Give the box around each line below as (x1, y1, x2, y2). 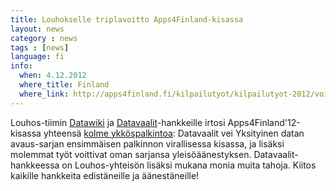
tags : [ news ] (10, 42, 70, 53)
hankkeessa (10, 159, 60, 171)
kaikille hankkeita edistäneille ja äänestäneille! (10, 169, 200, 181)
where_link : (19, 89, 70, 99)
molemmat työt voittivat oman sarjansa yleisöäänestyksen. (10, 148, 252, 160)
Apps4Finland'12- (227, 116, 301, 128)
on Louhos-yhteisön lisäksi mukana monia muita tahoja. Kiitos (61, 159, 317, 171)
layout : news (10, 24, 65, 34)
